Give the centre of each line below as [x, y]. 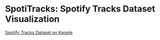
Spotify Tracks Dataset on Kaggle [39, 32]
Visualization [32, 19]
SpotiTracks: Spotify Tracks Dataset [80, 9]
